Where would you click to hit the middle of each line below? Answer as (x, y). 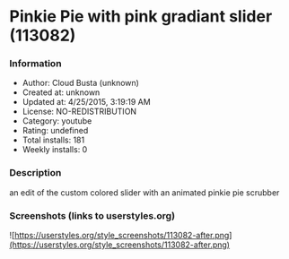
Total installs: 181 (53, 140)
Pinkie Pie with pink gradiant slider (141, 17)
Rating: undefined (55, 131)
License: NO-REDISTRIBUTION (79, 112)
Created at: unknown (61, 92)
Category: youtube (57, 121)
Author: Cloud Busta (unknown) (80, 83)
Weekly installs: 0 (55, 150)
